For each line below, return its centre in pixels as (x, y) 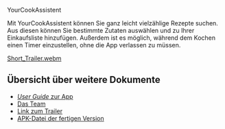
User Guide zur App (45, 96)
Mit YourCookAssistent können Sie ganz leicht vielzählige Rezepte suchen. (113, 23)
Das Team (31, 104)
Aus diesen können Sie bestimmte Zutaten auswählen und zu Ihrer (101, 31)
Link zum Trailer (40, 111)
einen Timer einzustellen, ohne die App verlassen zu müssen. (94, 45)
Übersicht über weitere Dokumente (84, 80)
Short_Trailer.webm (34, 58)
